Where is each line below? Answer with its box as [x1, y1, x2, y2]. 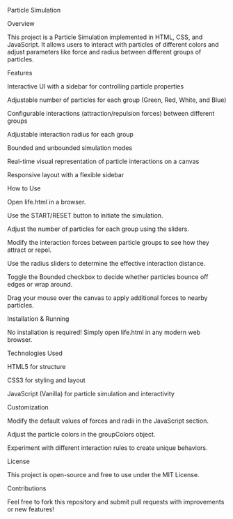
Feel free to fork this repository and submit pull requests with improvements [7, 498, 225, 506]
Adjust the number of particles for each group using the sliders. [7, 225, 189, 233]
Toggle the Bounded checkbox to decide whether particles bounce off [7, 273, 209, 281]
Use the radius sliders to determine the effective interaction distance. [7, 259, 206, 267]
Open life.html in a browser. [7, 198, 86, 206]
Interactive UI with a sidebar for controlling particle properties [7, 82, 184, 90]
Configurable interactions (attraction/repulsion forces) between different [7, 110, 215, 117]
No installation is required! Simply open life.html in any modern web [7, 328, 200, 336]
